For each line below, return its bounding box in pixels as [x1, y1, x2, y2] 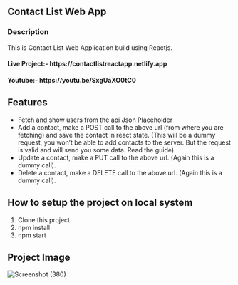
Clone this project [17, 215, 70, 224]
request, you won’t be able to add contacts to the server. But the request [17, 138, 232, 147]
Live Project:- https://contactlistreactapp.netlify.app [7, 60, 167, 68]
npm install [17, 223, 51, 232]
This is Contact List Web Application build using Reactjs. [7, 43, 173, 52]
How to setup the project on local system [7, 197, 193, 209]
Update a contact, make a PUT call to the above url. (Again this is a [17, 153, 214, 162]
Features [7, 96, 48, 109]
